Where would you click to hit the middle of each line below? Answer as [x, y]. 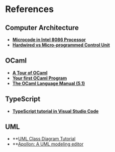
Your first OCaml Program [40, 78]
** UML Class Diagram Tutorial [44, 139]
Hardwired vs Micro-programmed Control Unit [61, 45]
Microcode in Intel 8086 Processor [49, 39]
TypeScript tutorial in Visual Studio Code [55, 111]
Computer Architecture [42, 28]
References [29, 9]
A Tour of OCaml [30, 72]
